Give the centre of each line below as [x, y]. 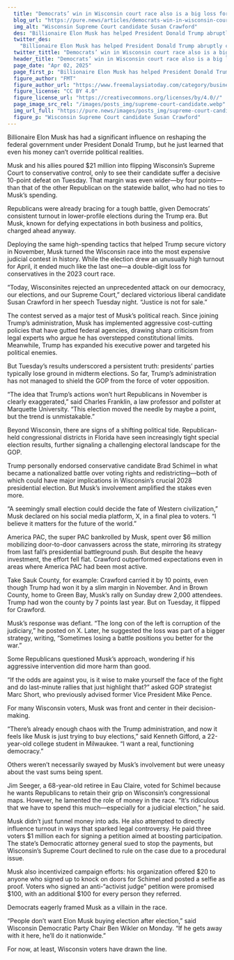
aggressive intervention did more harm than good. [79, 666]
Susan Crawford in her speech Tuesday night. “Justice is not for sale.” [107, 302]
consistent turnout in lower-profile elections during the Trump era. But [108, 216]
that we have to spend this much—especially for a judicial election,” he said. [116, 808]
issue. [16, 858]
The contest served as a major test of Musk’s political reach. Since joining [113, 315]
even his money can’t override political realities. [76, 152]
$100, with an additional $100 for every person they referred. [94, 894]
